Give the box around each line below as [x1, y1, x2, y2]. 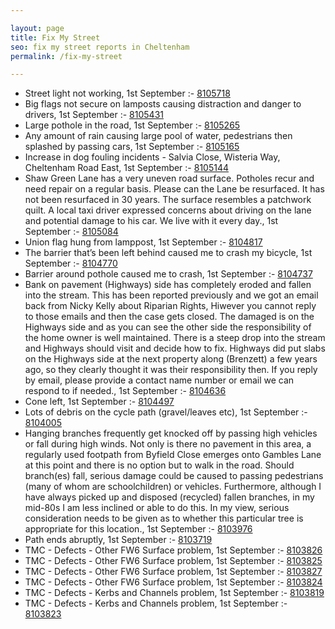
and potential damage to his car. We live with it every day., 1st [24, 215, 279, 227]
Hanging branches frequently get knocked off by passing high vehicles [24, 427, 318, 440]
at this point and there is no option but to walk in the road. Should [24, 459, 295, 471]
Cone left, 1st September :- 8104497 [24, 396, 175, 408]
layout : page [10, 23, 65, 33]
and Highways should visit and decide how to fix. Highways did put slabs [24, 342, 326, 355]
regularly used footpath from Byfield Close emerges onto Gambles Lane [24, 449, 322, 461]
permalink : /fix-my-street [10, 51, 123, 61]
